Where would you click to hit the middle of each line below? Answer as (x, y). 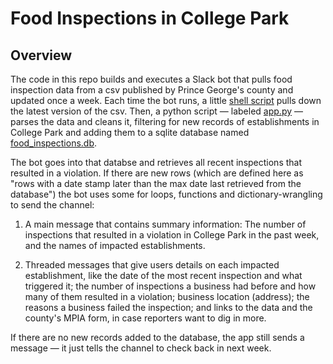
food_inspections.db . (54, 143)
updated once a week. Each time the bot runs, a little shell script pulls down (166, 100)
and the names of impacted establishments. (115, 245)
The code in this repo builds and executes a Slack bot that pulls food (151, 79)
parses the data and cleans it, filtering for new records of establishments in (165, 121)
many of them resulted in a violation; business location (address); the (167, 296)
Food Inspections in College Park (150, 18)
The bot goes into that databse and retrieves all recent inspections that (156, 162)
